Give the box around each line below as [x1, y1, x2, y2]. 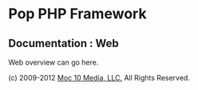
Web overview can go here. [8, 57, 99, 67]
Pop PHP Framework [8, 5, 147, 23]
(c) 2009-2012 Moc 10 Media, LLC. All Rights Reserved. [8, 73, 190, 82]
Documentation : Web [8, 37, 119, 50]
